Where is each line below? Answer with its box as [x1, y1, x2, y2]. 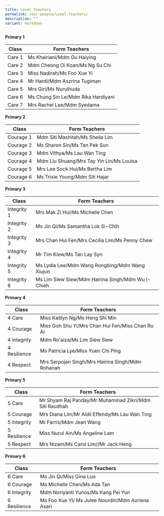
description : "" [5, 16, 38, 21]
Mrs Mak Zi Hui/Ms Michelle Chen [36, 209, 113, 216]
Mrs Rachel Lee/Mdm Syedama [27, 102, 100, 108]
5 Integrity [7, 419, 32, 426]
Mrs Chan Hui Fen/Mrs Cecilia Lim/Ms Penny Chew [36, 237, 153, 244]
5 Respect [7, 441, 31, 448]
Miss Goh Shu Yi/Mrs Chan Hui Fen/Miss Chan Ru [40, 323, 154, 330]
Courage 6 [7, 174, 32, 181]
